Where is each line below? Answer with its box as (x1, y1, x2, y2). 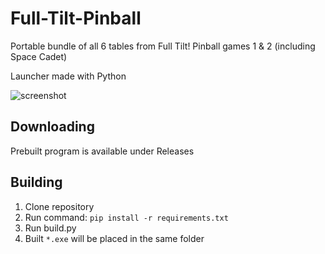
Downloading (10, 118, 95, 136)
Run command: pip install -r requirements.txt (24, 211, 229, 223)
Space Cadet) (10, 50, 68, 62)
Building (10, 174, 63, 191)
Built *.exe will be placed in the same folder (24, 232, 205, 244)
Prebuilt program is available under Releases (10, 145, 195, 157)
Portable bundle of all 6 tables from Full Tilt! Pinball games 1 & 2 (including (10, 40, 316, 52)
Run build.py (24, 222, 77, 234)
